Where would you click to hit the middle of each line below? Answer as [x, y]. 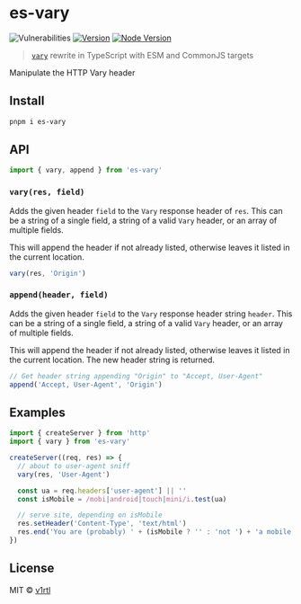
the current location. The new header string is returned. [112, 360]
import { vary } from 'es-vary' [70, 442]
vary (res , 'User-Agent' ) [64, 475]
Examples [37, 412]
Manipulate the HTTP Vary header [72, 72]
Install [27, 101]
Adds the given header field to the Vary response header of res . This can [146, 210]
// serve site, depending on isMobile [90, 515]
